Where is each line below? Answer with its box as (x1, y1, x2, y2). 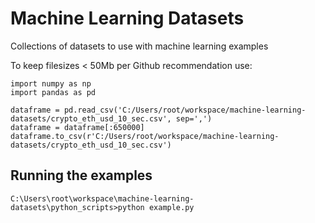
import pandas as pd (10, 87, 97, 97)
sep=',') (175, 113, 213, 124)
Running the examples (10, 167, 153, 184)
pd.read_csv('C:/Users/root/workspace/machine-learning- (63, 105, 307, 115)
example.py (148, 202, 195, 212)
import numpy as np (10, 78, 92, 89)
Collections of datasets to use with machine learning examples (10, 40, 269, 52)
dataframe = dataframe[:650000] (10, 122, 145, 132)
